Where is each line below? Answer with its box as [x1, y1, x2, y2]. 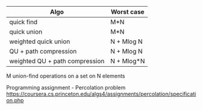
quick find [9, 18, 38, 26]
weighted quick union [9, 37, 71, 46]
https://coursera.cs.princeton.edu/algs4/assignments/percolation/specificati [6, 90, 197, 97]
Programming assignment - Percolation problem [6, 84, 125, 91]
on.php [6, 97, 24, 104]
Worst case [110, 8, 145, 16]
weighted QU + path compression [9, 57, 105, 65]
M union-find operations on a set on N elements [6, 72, 125, 79]
